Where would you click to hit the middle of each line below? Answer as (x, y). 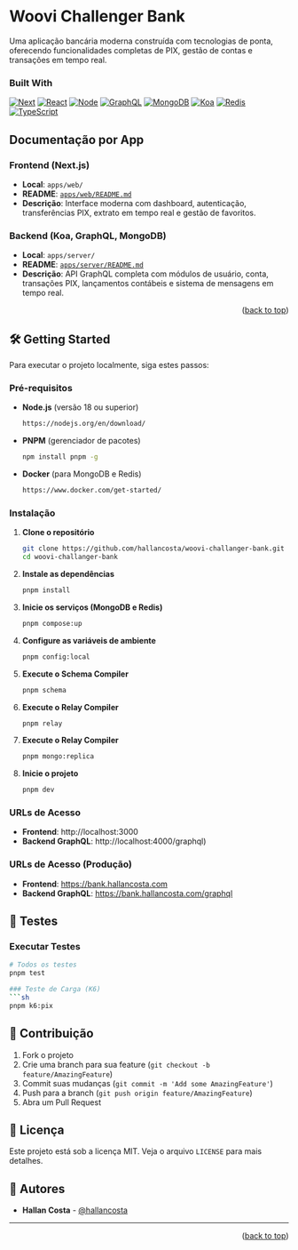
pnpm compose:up (52, 623)
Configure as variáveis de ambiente (89, 640)
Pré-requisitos (41, 388)
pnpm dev (38, 790)
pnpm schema (44, 690)
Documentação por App (77, 140)
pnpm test (27, 974)
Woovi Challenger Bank (98, 16)
